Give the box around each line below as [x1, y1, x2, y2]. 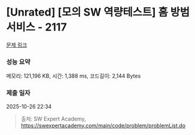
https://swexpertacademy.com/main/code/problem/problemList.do [20, 122, 186, 129]
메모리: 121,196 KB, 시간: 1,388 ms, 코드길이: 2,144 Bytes [6, 72, 141, 79]
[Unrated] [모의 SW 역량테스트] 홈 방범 [6, 5, 190, 19]
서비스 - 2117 [6, 20, 67, 34]
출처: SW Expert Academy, [20, 115, 86, 122]
